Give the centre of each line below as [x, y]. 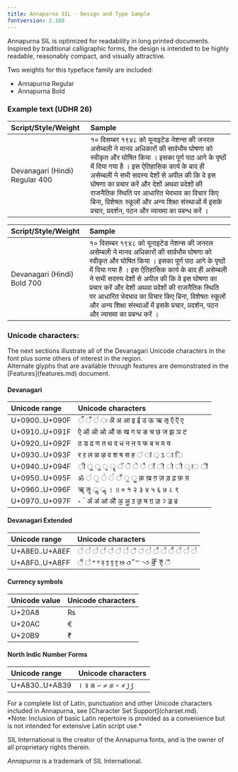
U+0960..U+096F [41, 489]
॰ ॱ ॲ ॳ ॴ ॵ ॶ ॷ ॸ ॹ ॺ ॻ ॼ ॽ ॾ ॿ [128, 501]
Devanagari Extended [40, 520]
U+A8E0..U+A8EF [41, 551]
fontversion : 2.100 [36, 21]
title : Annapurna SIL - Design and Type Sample [79, 14]
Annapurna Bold [41, 91]
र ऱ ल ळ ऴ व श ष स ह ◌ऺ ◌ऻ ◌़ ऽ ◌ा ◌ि [130, 455]
